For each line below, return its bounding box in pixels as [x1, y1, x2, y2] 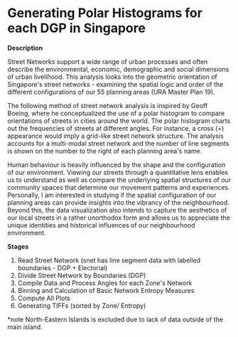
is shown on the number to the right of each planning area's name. [7, 146, 202, 155]
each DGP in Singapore [7, 20, 146, 36]
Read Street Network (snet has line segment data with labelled [17, 256, 201, 264]
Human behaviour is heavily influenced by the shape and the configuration [7, 160, 226, 168]
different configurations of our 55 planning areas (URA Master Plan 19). [7, 87, 215, 96]
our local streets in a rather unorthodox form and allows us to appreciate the [7, 213, 231, 222]
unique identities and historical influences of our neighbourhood [7, 220, 195, 229]
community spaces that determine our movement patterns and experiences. [7, 183, 230, 191]
